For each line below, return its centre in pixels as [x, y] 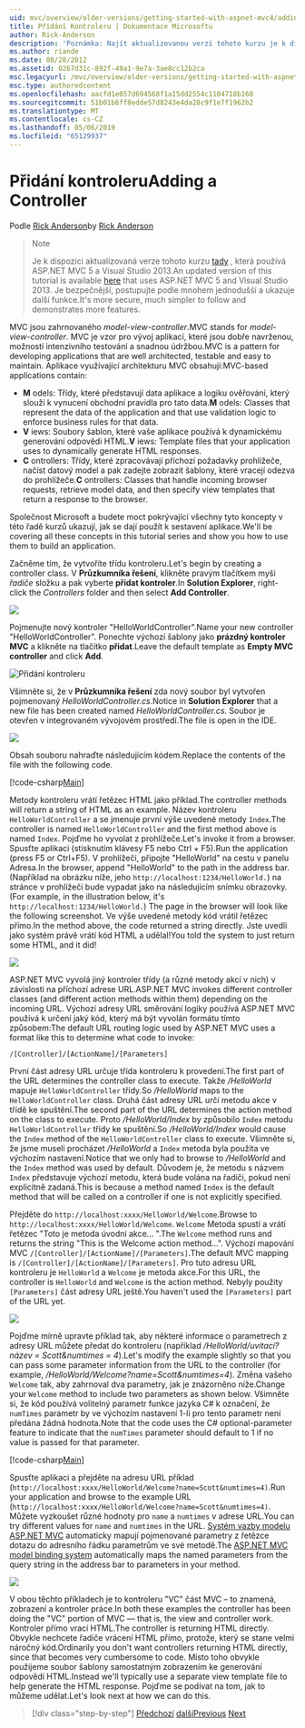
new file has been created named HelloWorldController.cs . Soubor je [138, 710]
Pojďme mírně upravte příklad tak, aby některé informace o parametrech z [148, 1336]
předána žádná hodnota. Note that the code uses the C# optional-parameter [151, 1422]
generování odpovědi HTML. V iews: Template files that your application [156, 441]
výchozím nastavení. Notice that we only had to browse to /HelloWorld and [148, 1158]
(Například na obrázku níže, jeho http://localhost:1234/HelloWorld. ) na [146, 877]
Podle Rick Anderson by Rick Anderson [82, 226]
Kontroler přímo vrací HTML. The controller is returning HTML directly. [139, 1628]
